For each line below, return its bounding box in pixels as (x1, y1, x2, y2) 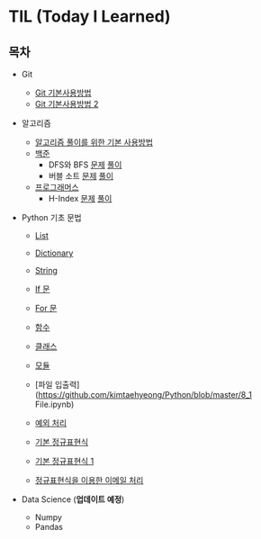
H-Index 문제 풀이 (48, 193, 112, 203)
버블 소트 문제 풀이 (48, 171, 114, 181)
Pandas (34, 522, 64, 532)
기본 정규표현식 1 (34, 456, 94, 466)
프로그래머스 (34, 182, 79, 193)
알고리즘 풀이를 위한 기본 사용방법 (34, 137, 154, 148)
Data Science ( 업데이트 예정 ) (21, 494, 125, 505)
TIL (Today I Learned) (8, 6, 172, 27)
